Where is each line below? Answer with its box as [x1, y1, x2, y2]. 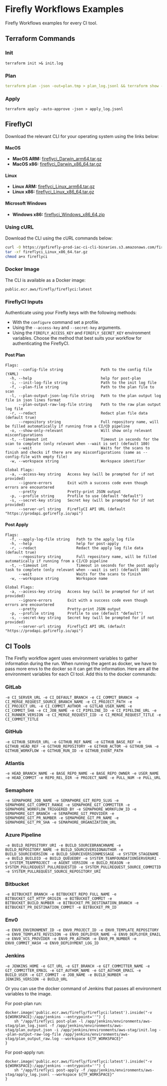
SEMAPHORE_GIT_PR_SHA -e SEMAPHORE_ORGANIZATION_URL [5, 820, 117, 825]
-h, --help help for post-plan [9, 376, 141, 381]
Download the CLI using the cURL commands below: [5, 235, 113, 241]
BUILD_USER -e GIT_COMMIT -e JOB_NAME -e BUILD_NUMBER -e [5, 972, 128, 977]
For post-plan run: [5, 1000, 42, 1006]
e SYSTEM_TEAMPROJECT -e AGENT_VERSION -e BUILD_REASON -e [5, 860, 130, 865]
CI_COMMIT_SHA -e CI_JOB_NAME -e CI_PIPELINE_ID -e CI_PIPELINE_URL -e [5, 708, 157, 713]
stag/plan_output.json [5, 1027, 52, 1032]
